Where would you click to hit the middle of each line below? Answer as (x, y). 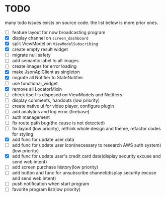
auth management (31, 117)
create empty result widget (40, 49)
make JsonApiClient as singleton (46, 72)
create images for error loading (44, 66)
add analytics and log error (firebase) (51, 111)
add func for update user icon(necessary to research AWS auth (78, 145)
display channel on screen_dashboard (50, 38)
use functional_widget (35, 83)
